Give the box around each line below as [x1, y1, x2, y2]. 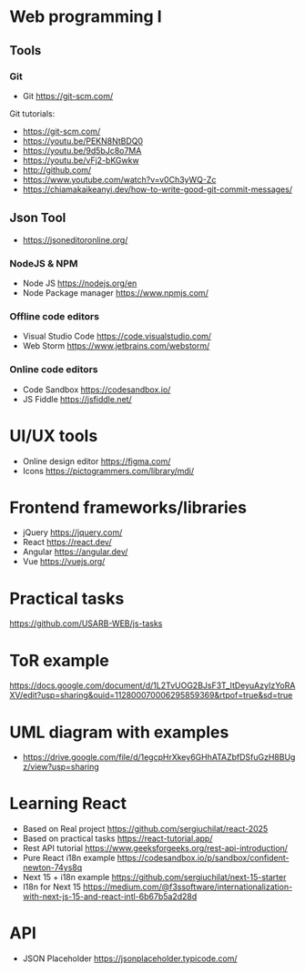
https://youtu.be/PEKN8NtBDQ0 [22, 135, 144, 147]
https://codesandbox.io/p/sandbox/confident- [117, 853, 290, 864]
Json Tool [9, 210, 66, 226]
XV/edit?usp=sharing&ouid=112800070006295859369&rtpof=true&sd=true [9, 690, 293, 701]
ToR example [9, 650, 109, 671]
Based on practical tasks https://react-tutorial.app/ [22, 833, 213, 844]
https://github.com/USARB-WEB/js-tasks [9, 618, 163, 629]
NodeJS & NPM [9, 257, 78, 269]
